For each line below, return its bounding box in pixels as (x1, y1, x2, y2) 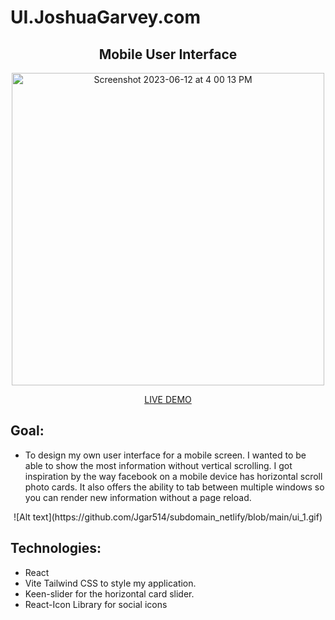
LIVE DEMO (144, 394, 192, 405)
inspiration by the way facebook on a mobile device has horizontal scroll (24, 470, 323, 482)
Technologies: (10, 540, 102, 557)
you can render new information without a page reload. (24, 491, 252, 503)
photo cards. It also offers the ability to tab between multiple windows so (24, 481, 325, 493)
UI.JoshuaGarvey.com (10, 6, 201, 29)
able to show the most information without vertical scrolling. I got (24, 459, 293, 471)
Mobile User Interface (98, 46, 238, 63)
